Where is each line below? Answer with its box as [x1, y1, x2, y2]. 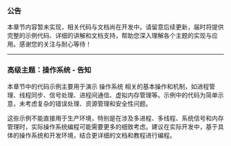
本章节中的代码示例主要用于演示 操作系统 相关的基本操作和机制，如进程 [7, 82, 210, 90]
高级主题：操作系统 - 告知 [7, 65, 91, 75]
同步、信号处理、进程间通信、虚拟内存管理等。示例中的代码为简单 [30, 90, 218, 99]
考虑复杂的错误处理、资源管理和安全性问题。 [25, 99, 152, 108]
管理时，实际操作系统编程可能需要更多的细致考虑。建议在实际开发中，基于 [7, 122, 218, 131]
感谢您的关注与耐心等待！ [19, 40, 91, 49]
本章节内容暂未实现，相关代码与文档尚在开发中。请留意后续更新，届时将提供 [7, 23, 224, 32]
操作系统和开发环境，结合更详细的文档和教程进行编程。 [19, 131, 176, 139]
